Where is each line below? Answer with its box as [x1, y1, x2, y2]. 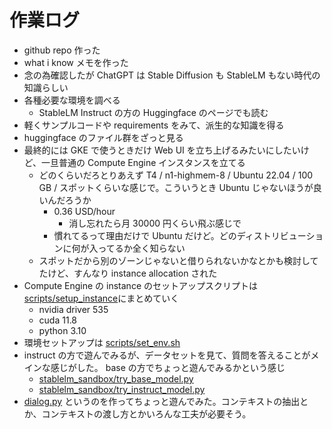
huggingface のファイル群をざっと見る [23, 131, 184, 143]
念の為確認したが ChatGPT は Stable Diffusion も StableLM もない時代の [23, 69, 321, 81]
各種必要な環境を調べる [23, 94, 121, 106]
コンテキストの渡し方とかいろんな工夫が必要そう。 [41, 407, 252, 420]
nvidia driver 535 [38, 303, 109, 315]
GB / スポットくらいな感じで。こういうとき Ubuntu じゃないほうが [38, 181, 314, 193]
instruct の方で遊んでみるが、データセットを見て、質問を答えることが [23, 349, 311, 361]
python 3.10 [38, 324, 87, 336]
